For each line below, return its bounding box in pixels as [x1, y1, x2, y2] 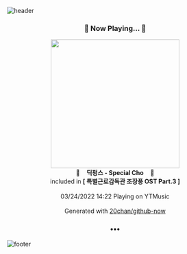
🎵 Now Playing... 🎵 [84, 23, 147, 33]
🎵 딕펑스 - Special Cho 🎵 [75, 169, 155, 177]
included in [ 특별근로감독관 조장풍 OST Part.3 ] [50, 177, 180, 185]
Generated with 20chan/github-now [64, 207, 166, 216]
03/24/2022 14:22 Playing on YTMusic [60, 192, 170, 200]
